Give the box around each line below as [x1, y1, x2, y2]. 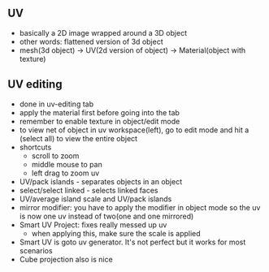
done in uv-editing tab [19, 99, 94, 109]
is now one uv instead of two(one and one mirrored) [19, 211, 194, 221]
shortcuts [19, 142, 52, 152]
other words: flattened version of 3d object [19, 37, 163, 46]
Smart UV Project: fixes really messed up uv [19, 219, 167, 230]
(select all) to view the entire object [19, 133, 138, 143]
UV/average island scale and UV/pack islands [19, 194, 172, 204]
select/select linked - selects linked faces [19, 185, 158, 195]
